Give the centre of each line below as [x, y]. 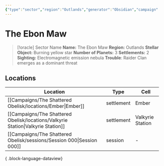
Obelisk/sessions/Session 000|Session [52, 141]
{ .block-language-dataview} [34, 159]
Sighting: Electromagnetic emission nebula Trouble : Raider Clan [82, 58]
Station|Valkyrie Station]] [36, 126]
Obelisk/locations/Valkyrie [38, 120]
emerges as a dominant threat [47, 63]
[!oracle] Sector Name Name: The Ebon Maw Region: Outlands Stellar [88, 47]
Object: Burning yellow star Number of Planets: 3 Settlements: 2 [83, 52]
